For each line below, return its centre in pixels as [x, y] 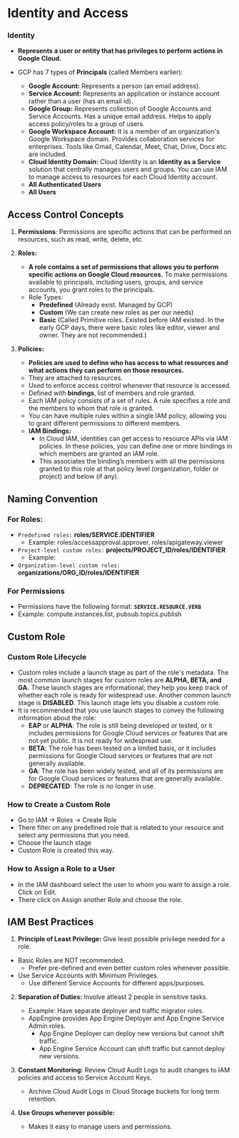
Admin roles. [47, 1026]
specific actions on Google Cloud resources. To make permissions [128, 275]
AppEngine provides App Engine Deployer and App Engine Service [126, 1018]
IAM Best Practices [51, 922]
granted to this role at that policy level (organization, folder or [129, 469]
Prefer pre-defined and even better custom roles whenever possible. [129, 968]
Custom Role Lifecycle [47, 657]
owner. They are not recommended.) [93, 335]
